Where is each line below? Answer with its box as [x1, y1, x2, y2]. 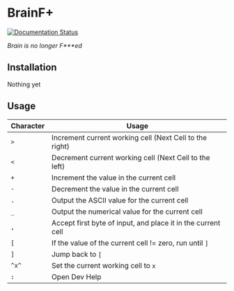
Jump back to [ [51, 249, 102, 259]
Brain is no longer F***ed [7, 41, 82, 49]
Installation [7, 61, 57, 74]
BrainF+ [7, 5, 54, 21]
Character [10, 120, 45, 130]
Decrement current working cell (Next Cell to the [51, 152, 210, 162]
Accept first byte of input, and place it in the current [51, 218, 221, 228]
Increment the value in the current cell [51, 173, 176, 182]
